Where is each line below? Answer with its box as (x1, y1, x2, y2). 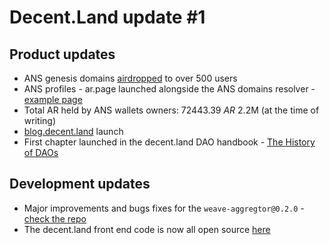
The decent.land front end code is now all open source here (23, 223, 271, 235)
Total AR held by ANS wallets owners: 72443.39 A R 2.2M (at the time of (23, 104, 320, 116)
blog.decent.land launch (23, 126, 124, 137)
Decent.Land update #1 (9, 6, 206, 29)
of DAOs (23, 147, 59, 158)
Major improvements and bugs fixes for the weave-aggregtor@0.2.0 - (23, 202, 305, 214)
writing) (23, 115, 56, 126)
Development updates (9, 176, 151, 193)
